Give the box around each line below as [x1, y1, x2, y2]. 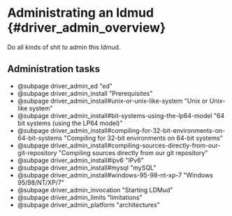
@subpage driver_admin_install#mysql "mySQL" [17, 163, 157, 172]
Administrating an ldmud [7, 5, 154, 21]
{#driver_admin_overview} [7, 20, 166, 36]
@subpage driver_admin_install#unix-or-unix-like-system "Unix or [17, 96, 208, 105]
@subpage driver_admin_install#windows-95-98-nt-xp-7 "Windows [17, 171, 213, 179]
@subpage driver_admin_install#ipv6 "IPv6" [17, 156, 145, 164]
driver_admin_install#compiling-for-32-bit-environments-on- [50, 126, 226, 134]
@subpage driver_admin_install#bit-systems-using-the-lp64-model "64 [17, 111, 225, 120]
